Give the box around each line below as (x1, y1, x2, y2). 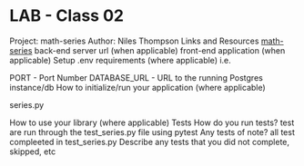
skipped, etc (9, 146, 56, 157)
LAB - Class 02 (9, 5, 125, 26)
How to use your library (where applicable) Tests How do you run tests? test (9, 117, 295, 128)
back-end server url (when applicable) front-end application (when (34, 44, 286, 55)
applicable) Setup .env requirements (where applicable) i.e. (9, 54, 232, 65)
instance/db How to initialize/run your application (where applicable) (9, 82, 266, 93)
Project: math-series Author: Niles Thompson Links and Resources (9, 35, 259, 46)
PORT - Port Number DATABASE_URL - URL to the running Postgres (9, 72, 264, 83)
